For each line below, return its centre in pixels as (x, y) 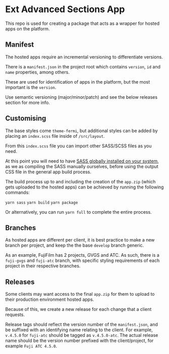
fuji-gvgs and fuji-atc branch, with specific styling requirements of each (82, 261)
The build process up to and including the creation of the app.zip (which (80, 181)
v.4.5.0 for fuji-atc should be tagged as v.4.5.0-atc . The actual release (82, 335)
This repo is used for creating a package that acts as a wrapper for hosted (82, 23)
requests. (15, 314)
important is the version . (31, 87)
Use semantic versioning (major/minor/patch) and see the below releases (81, 97)
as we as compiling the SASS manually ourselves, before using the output (82, 166)
